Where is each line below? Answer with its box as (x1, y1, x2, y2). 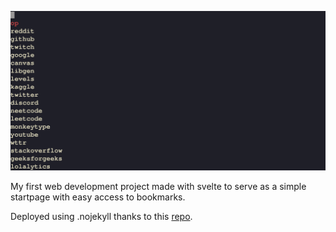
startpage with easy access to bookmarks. (10, 191, 186, 203)
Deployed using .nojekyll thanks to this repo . (10, 210, 193, 222)
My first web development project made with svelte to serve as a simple (10, 180, 307, 192)
